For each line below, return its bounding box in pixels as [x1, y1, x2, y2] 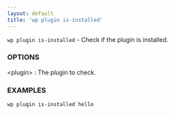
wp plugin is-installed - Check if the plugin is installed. [7, 35, 169, 43]
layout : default [7, 10, 54, 17]
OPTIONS [7, 52, 40, 62]
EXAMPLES [7, 85, 46, 95]
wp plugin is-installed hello [7, 101, 94, 108]
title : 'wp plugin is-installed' [7, 17, 103, 23]
